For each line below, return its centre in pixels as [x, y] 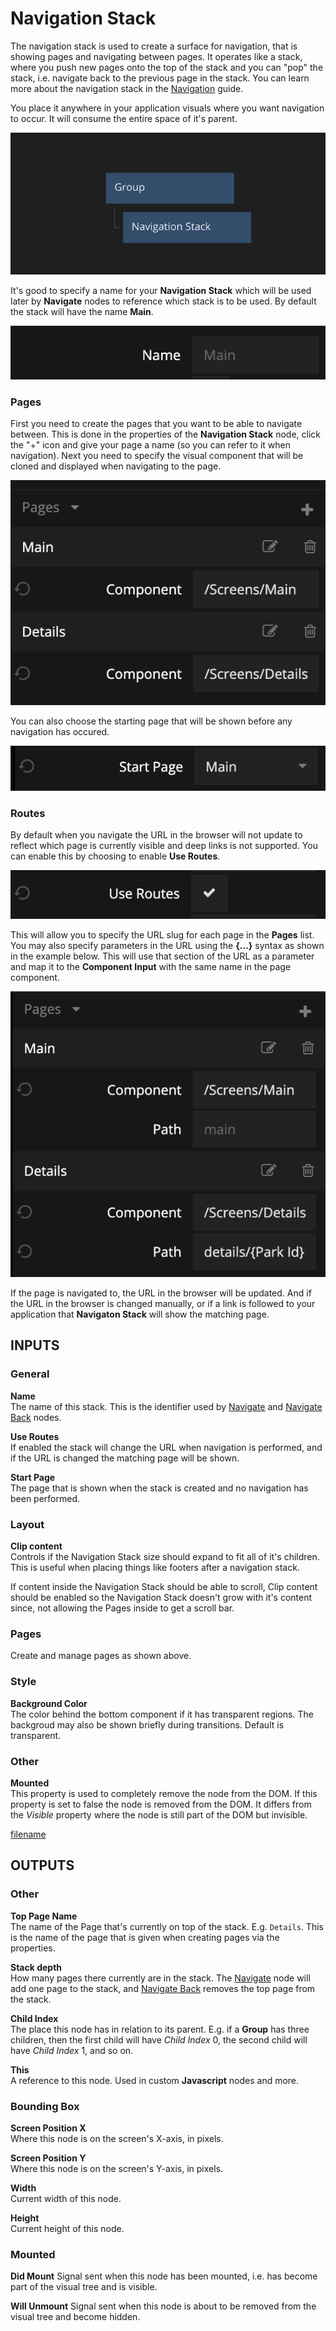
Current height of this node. [67, 2228]
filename [28, 1834]
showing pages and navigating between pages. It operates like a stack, [156, 56]
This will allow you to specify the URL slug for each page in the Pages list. [162, 934]
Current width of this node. [66, 2198]
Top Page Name [44, 1916]
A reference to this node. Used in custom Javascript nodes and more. [155, 2080]
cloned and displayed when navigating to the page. [116, 466]
